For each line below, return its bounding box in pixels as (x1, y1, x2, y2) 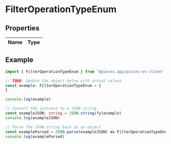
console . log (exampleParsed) (5, 134, 65, 139)
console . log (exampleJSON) (5, 115, 60, 120)
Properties (5, 24, 40, 32)
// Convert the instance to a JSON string (5, 106, 97, 111)
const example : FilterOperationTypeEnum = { (5, 83, 101, 88)
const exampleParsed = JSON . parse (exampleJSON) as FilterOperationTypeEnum (5, 129, 169, 134)
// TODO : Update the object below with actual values (5, 78, 122, 83)
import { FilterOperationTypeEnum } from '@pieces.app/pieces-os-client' (5, 69, 165, 74)
